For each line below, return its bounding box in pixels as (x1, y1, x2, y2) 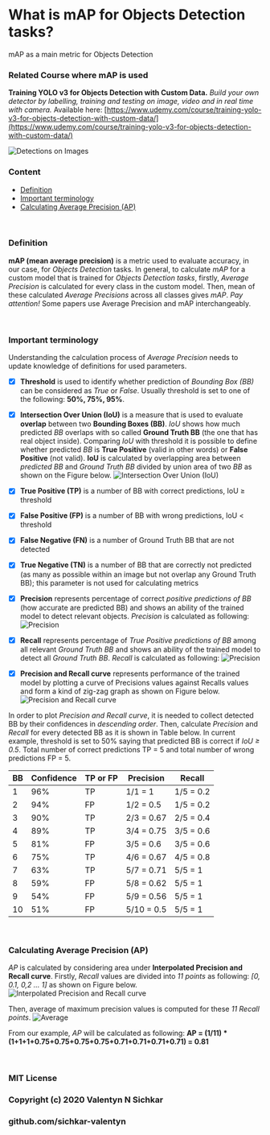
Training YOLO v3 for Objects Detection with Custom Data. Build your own (8, 88, 260, 97)
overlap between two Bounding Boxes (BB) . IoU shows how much (19, 419, 241, 429)
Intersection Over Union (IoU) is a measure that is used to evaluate (19, 410, 243, 420)
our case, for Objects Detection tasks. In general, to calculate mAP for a (8, 264, 246, 274)
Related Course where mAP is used (8, 69, 149, 81)
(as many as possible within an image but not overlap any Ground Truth (19, 570, 257, 579)
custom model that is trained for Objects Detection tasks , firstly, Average (8, 272, 249, 283)
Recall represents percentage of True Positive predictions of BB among (19, 635, 256, 645)
